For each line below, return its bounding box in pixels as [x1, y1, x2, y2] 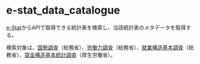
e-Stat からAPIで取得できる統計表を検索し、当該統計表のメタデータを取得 [6, 24, 186, 31]
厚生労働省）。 [81, 51, 116, 58]
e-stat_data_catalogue [6, 4, 120, 17]
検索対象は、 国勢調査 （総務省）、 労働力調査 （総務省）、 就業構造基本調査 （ [6, 44, 189, 51]
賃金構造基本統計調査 [24, 51, 77, 58]
